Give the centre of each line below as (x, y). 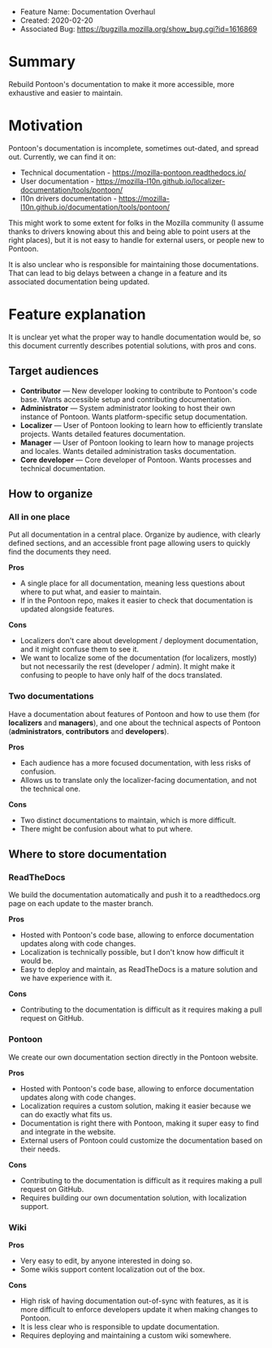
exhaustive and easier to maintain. (66, 93)
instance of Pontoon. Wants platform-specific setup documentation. (134, 417)
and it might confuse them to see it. (80, 650)
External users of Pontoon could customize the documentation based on (141, 1140)
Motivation (46, 126)
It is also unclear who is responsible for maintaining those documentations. (134, 264)
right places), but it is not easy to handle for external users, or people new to (136, 240)
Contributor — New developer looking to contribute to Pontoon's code (138, 391)
